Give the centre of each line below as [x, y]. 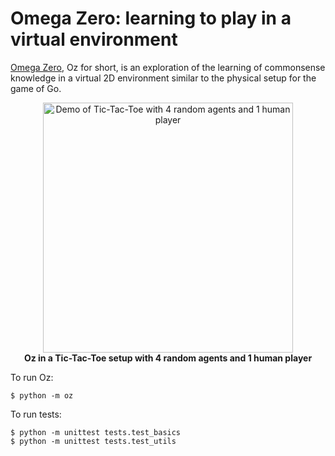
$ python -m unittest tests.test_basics [96, 432]
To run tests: [36, 414]
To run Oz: [32, 377]
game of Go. [36, 88]
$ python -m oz [42, 395]
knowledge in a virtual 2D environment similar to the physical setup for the [163, 78]
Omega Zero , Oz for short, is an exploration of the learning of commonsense [168, 67]
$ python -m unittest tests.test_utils [93, 441]
